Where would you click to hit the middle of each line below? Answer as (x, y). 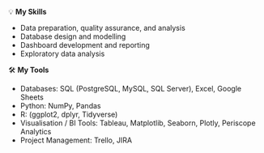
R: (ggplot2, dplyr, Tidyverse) (69, 114)
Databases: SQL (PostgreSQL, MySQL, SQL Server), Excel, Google (130, 89)
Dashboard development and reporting (85, 45)
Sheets (32, 97)
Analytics (36, 132)
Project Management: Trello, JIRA (76, 140)
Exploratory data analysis (62, 53)
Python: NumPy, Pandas (60, 106)
